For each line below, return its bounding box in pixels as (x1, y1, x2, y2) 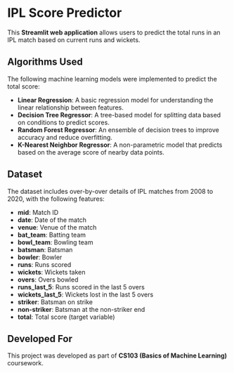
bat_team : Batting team (17, 230, 86, 239)
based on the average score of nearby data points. (17, 148, 165, 156)
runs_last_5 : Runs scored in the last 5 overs (17, 282, 145, 291)
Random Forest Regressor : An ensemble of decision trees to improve (17, 125, 219, 134)
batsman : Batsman (17, 245, 73, 254)
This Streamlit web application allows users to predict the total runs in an (7, 28, 221, 37)
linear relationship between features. (17, 103, 124, 112)
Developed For (7, 332, 72, 345)
